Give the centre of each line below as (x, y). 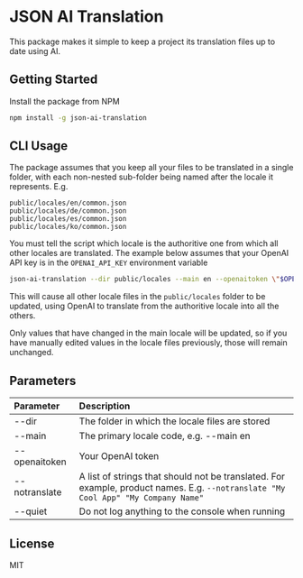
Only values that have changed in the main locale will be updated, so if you (148, 333)
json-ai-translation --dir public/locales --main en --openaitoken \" (145, 280)
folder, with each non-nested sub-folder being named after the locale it (141, 177)
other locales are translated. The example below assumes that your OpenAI (149, 253)
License (32, 543)
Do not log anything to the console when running (182, 511)
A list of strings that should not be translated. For (182, 477)
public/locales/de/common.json (68, 211)
